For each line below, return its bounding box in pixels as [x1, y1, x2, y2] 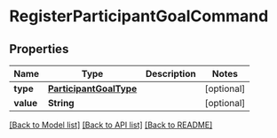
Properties [9, 42, 69, 57]
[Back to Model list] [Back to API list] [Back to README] [9, 119, 213, 130]
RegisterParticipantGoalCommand [9, 6, 269, 27]
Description [145, 68, 197, 80]
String [47, 97, 75, 109]
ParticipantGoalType [47, 82, 138, 95]
